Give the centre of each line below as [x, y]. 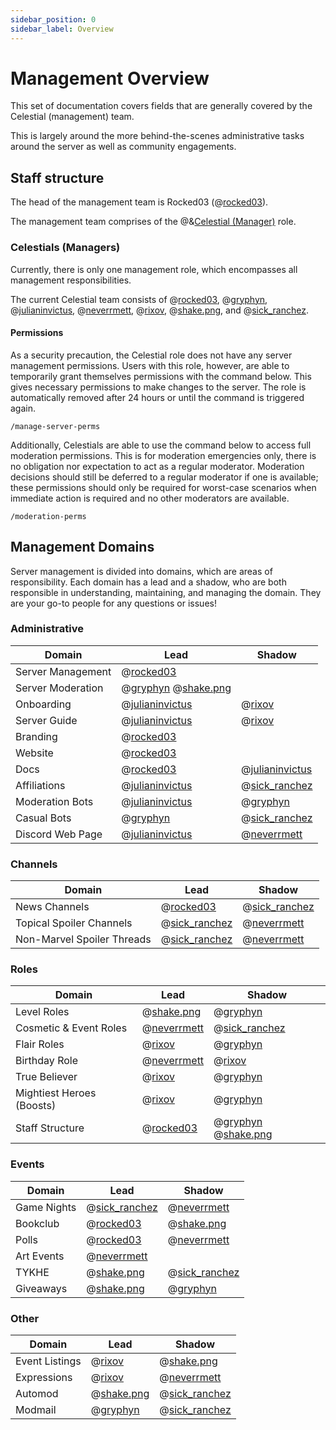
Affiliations [40, 785]
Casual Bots [43, 818]
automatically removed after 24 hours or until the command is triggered [157, 397]
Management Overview [110, 78]
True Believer [46, 1077]
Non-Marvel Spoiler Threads [83, 939]
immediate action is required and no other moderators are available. [150, 498]
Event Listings [48, 1361]
